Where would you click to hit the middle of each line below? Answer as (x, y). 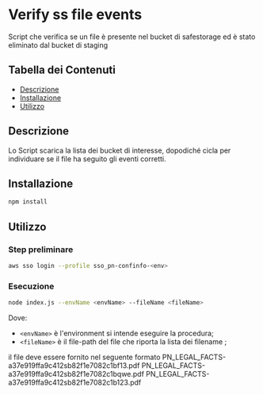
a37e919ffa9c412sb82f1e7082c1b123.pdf (75, 382)
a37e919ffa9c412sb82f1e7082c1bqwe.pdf (76, 374)
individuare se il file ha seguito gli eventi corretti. (87, 159)
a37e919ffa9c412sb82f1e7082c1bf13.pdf (74, 365)
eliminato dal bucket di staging (58, 45)
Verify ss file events (75, 15)
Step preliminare (41, 250)
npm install (28, 202)
